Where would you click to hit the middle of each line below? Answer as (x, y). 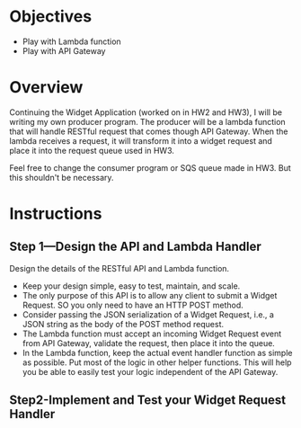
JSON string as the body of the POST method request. (123, 324)
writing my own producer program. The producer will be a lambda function (147, 121)
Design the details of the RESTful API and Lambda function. (120, 268)
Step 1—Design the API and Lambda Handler (136, 247)
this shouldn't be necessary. (62, 177)
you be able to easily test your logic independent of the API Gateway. (150, 371)
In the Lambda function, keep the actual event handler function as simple (157, 352)
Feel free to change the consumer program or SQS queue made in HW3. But (150, 167)
